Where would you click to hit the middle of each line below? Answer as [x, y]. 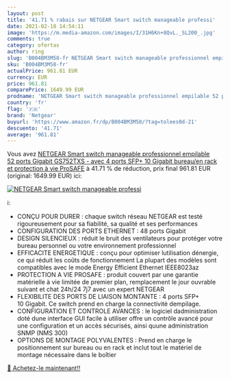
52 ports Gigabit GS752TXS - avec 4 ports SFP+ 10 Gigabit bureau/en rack [112, 161]
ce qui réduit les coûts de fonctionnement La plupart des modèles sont [117, 260]
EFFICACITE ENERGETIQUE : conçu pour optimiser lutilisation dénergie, [118, 253]
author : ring [26, 52]
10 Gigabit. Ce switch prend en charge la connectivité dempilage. [109, 304]
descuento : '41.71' [35, 128]
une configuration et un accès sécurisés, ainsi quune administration [113, 326]
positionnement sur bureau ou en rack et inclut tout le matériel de [109, 347]
